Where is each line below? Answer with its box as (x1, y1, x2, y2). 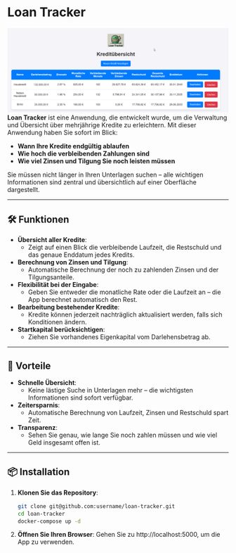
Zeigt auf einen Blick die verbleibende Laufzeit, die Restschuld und (27, 243, 222, 252)
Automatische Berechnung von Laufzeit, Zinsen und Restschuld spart (27, 409, 229, 417)
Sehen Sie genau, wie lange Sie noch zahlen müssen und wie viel (27, 431, 218, 439)
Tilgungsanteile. (27, 273, 75, 281)
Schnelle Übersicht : (17, 379, 77, 387)
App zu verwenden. (17, 538, 75, 546)
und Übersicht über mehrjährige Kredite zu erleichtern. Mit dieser (7, 121, 197, 129)
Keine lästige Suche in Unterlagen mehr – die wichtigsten (27, 386, 193, 394)
